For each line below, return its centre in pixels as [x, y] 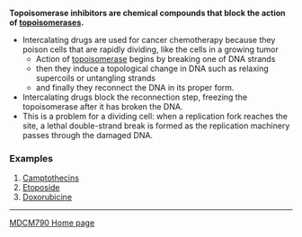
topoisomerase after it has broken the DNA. [102, 106]
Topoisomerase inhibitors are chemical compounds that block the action [147, 13]
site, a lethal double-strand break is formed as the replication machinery [156, 126]
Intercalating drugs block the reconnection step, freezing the [135, 97]
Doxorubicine [47, 197]
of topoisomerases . [47, 22]
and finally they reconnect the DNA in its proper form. [135, 88]
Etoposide [41, 188]
